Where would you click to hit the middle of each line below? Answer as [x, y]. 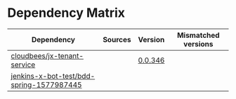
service [23, 65]
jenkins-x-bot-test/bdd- [53, 76]
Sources [117, 39]
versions [198, 44]
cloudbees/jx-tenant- [47, 55]
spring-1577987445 [46, 84]
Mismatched [198, 35]
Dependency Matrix [66, 13]
